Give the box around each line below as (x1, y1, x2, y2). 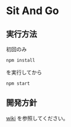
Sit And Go (6, 4, 59, 18)
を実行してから (6, 69, 42, 76)
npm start (6, 81, 31, 86)
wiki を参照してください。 (6, 115, 69, 122)
